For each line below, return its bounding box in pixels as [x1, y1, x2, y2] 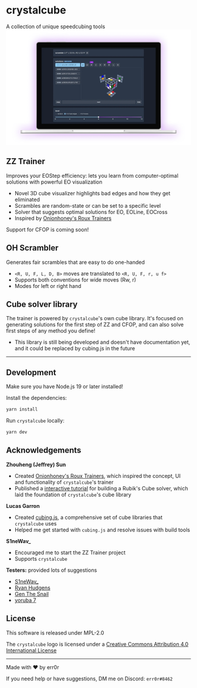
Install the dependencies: [6, 394, 67, 402]
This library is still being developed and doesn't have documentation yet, [14, 338, 191, 346]
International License [6, 646, 57, 654]
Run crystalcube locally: [6, 417, 64, 424]
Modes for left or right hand [14, 282, 81, 289]
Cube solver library [6, 299, 78, 309]
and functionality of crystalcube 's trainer [14, 479, 114, 486]
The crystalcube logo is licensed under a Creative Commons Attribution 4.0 [6, 640, 189, 648]
